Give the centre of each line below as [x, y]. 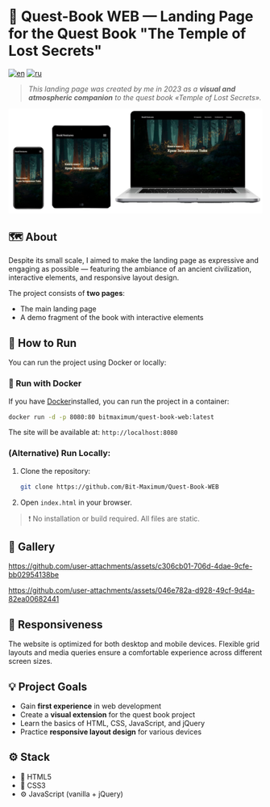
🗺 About [33, 237]
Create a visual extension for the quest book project [108, 715]
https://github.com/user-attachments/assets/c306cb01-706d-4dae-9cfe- [131, 566]
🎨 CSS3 [33, 785]
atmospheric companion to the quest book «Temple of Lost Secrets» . [145, 97]
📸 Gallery [32, 547]
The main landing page [58, 309]
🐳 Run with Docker [45, 383]
